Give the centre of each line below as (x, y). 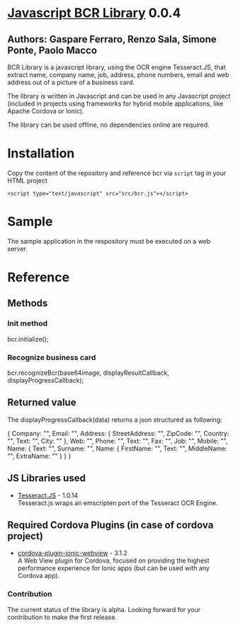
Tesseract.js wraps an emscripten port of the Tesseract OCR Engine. (118, 503)
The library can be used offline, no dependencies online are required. (109, 125)
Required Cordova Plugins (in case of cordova (110, 525)
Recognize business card (52, 357)
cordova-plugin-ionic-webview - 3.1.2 (72, 553)
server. (18, 249)
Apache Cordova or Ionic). (46, 111)
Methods (28, 304)
